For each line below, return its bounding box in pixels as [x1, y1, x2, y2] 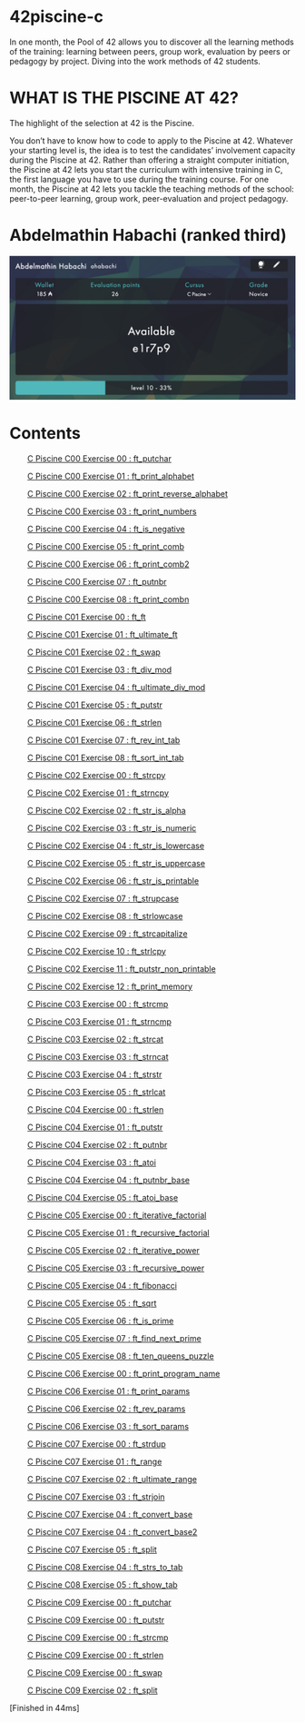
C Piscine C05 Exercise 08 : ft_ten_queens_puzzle [26, 1351, 215, 1361]
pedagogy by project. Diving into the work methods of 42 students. [9, 55, 261, 66]
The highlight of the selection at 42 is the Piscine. [9, 117, 195, 128]
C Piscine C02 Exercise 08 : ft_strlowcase [26, 910, 183, 921]
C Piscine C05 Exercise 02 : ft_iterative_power [26, 1244, 200, 1255]
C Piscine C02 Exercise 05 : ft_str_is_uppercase [26, 857, 206, 868]
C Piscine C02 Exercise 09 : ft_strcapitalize [26, 928, 188, 939]
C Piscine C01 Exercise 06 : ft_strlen [26, 717, 162, 727]
